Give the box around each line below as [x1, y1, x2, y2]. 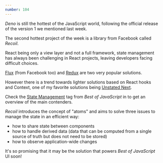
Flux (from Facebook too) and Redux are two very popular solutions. [5, 69, 143, 76]
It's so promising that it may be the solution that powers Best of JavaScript [5, 148, 155, 154]
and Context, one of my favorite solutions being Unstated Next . [5, 84, 132, 90]
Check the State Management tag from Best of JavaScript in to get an [5, 94, 145, 100]
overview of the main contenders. [5, 99, 73, 105]
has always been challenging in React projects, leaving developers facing [5, 55, 153, 61]
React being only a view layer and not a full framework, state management [5, 50, 155, 56]
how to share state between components [12, 123, 95, 129]
